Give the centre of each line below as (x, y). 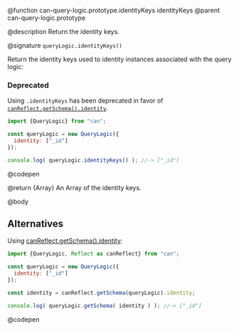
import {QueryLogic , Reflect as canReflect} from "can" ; (94, 254)
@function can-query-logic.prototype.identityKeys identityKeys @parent (114, 10)
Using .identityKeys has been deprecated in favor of (85, 101)
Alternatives (36, 224)
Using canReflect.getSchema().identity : (65, 241)
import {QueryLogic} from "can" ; (57, 121)
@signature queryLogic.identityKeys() (65, 45)
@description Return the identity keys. (63, 32)
